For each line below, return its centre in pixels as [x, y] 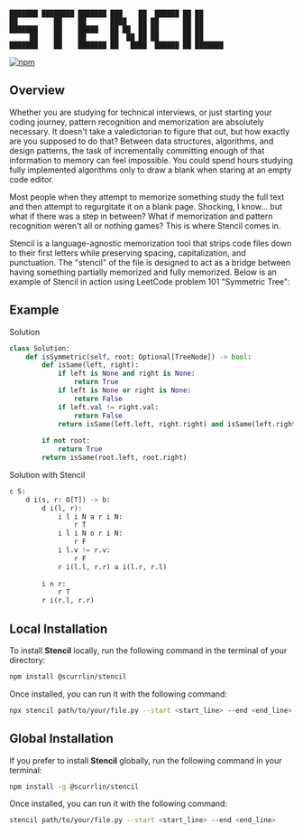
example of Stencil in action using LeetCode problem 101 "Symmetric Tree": [150, 281]
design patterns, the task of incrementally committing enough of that [137, 150]
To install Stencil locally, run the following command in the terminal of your [148, 650]
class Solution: [40, 348]
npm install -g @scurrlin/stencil [74, 787]
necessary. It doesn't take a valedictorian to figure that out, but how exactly [150, 131]
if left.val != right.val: [108, 407]
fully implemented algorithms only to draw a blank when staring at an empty [151, 170]
